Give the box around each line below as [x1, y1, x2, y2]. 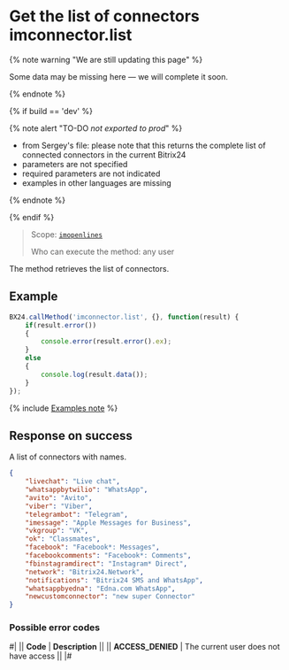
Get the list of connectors [9, 6, 201, 27]
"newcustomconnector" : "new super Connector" [25, 592, 196, 601]
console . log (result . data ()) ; [41, 370, 148, 379]
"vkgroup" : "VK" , [25, 527, 89, 535]
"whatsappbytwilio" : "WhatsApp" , [25, 485, 148, 495]
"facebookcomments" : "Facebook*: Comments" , [25, 551, 192, 560]
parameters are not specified [21, 158, 128, 169]
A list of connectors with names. [9, 451, 126, 462]
